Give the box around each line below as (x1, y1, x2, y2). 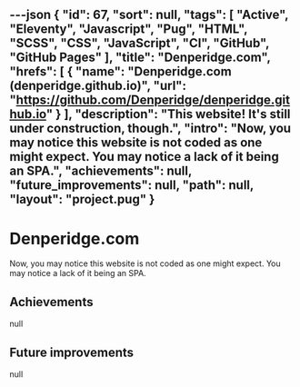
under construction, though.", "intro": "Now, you (9, 121, 292, 136)
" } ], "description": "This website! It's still (45, 106, 291, 122)
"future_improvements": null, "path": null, (9, 177, 255, 193)
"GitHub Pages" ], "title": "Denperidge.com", (9, 50, 271, 65)
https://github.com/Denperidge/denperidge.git (15, 93, 291, 108)
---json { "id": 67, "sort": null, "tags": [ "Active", (9, 7, 289, 23)
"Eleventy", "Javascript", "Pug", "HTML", (9, 22, 248, 37)
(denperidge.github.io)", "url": (9, 78, 186, 94)
